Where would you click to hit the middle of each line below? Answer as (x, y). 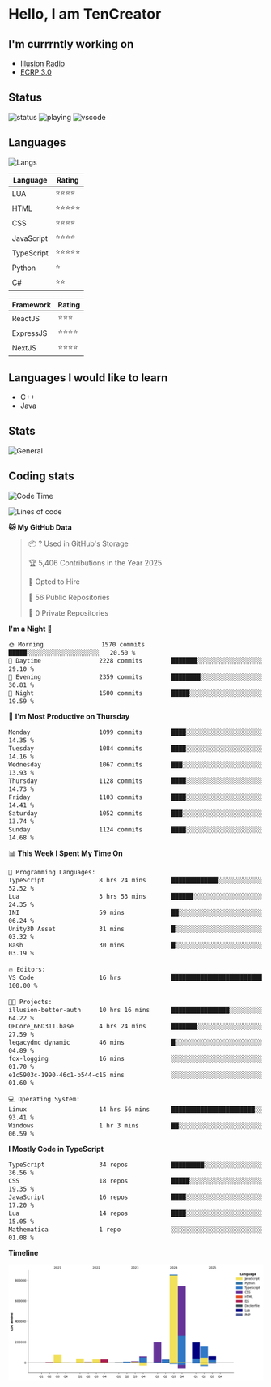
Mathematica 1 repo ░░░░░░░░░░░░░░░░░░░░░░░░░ (135, 1230)
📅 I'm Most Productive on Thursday (69, 716)
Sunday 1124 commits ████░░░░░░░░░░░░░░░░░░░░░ (135, 829)
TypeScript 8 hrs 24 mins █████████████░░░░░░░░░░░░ (135, 880)
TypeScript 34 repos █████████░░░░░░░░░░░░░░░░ (135, 1165)
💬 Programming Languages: (52, 872)
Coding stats (41, 477)
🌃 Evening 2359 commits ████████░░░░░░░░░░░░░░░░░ (135, 677)
